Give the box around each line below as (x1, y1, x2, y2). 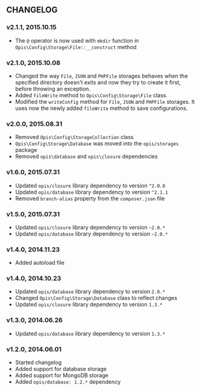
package (15, 146, 38, 154)
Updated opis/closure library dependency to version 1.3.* (15, 301, 163, 308)
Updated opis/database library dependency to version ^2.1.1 (15, 188, 168, 195)
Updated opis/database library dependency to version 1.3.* (15, 330, 166, 337)
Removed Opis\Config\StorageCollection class (15, 134, 134, 141)
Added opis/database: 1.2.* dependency (15, 378, 121, 386)
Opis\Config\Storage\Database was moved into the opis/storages (15, 140, 179, 148)
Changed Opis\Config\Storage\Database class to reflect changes (15, 294, 177, 302)
